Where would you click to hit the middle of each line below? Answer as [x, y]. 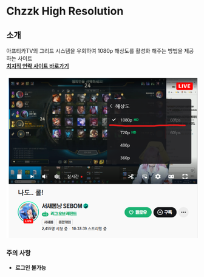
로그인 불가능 [31, 267]
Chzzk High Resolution [65, 11]
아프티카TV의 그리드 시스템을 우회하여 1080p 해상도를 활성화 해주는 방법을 [95, 51]
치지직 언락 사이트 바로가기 [38, 66]
